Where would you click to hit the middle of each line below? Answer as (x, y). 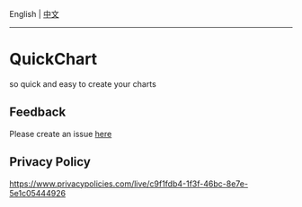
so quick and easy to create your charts (83, 83)
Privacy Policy (50, 162)
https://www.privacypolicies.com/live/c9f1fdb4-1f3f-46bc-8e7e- (129, 184)
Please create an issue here (61, 134)
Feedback (38, 112)
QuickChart (53, 60)
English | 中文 (35, 14)
